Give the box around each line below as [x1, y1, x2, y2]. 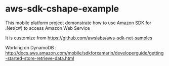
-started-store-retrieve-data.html [5, 55, 74, 61]
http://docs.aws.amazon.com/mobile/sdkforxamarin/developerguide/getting [5, 50, 164, 56]
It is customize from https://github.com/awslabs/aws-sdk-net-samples [5, 35, 153, 41]
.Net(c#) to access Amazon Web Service [5, 25, 90, 31]
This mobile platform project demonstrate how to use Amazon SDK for [5, 20, 152, 26]
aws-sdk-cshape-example [5, 3, 119, 15]
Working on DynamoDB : [5, 44, 57, 50]
